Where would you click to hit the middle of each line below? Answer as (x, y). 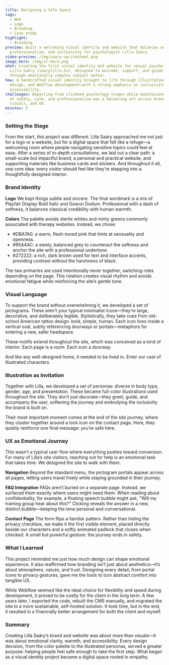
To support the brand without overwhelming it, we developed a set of (77, 305)
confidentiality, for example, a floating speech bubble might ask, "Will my (81, 498)
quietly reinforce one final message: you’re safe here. (60, 428)
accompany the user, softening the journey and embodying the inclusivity (81, 402)
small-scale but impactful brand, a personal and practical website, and (78, 158)
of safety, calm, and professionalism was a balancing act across (81, 99)
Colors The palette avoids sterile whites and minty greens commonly (77, 219)
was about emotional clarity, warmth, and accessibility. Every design (76, 641)
